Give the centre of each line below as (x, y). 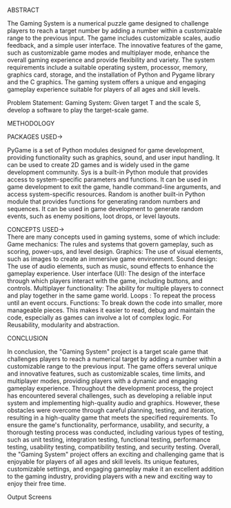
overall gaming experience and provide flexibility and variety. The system (111, 60)
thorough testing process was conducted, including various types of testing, (115, 432)
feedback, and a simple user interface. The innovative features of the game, (115, 45)
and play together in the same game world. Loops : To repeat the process (111, 295)
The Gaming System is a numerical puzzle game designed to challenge (108, 23)
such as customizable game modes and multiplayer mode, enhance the (109, 52)
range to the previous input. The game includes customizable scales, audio (114, 38)
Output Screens (29, 497)
